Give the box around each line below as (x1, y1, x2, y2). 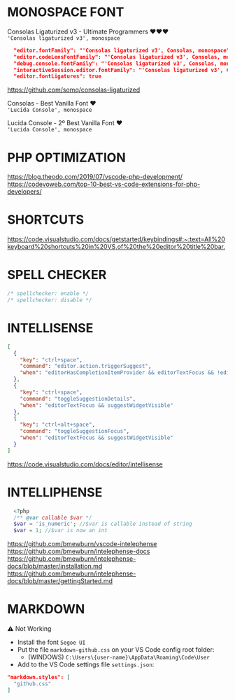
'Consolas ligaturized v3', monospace (7, 34, 120, 42)
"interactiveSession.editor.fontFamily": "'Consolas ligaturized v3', (13, 66, 224, 73)
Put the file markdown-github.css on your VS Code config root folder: (17, 645, 215, 654)
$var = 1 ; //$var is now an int (13, 527, 108, 534)
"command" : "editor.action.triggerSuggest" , (20, 363, 152, 370)
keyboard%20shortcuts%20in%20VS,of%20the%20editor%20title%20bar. (7, 243, 226, 251)
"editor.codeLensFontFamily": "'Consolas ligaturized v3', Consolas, (13, 53, 220, 60)
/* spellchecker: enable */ (7, 290, 90, 297)
